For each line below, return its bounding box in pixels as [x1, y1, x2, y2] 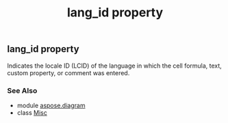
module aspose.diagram [16, 101, 86, 109]
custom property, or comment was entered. [7, 68, 130, 77]
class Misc [16, 108, 48, 117]
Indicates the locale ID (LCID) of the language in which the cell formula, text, [7, 61, 223, 70]
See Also [7, 85, 38, 95]
